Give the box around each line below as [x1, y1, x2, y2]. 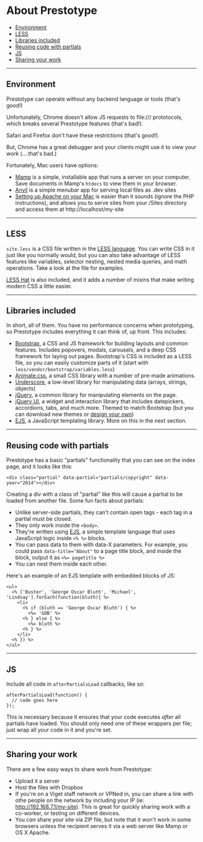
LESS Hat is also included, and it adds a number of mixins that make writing [6, 276, 195, 283]
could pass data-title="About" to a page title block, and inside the [14, 547, 182, 555]
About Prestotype [6, 4, 98, 18]
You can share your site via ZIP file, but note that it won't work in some [14, 816, 192, 823]
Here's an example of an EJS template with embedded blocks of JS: [6, 572, 176, 580]
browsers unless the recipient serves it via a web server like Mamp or [14, 822, 188, 829]
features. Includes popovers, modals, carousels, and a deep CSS [14, 346, 176, 353]
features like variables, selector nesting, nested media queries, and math [6, 258, 187, 265]
